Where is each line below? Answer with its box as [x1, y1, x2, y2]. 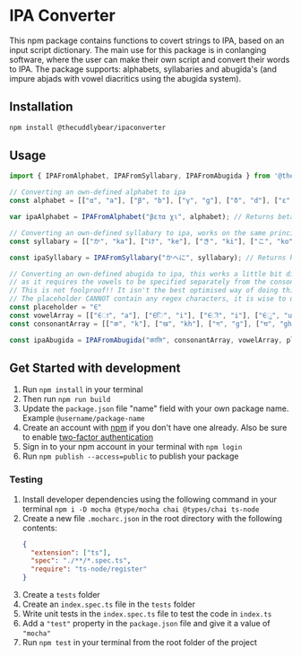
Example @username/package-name [21, 413, 145, 424]
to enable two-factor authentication [21, 432, 154, 442]
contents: [21, 522, 58, 533]
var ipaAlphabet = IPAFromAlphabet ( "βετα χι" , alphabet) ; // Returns [9, 213, 275, 222]
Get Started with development [9, 360, 181, 375]
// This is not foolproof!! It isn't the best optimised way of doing [9, 286, 279, 295]
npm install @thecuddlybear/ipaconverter [9, 123, 167, 132]
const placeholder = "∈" [9, 302, 102, 312]
